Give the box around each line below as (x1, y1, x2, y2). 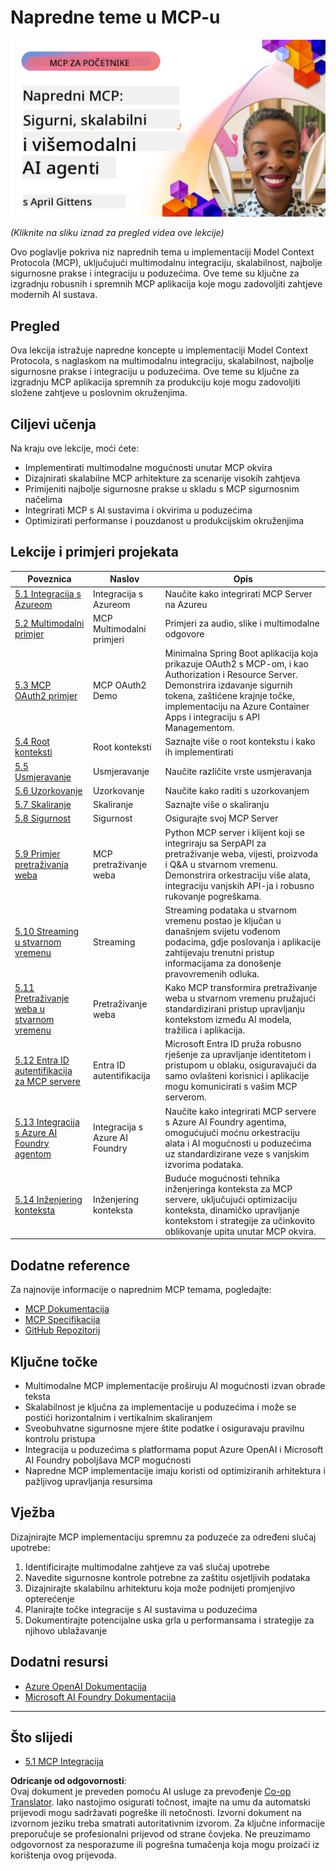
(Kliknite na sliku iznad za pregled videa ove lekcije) (10, 227, 225, 239)
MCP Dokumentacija (24, 1303, 110, 1315)
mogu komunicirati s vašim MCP (164, 1081, 298, 1093)
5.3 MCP (14, 679, 52, 691)
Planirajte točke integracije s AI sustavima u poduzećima (24, 1603, 258, 1615)
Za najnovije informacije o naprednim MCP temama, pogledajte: (10, 1284, 272, 1296)
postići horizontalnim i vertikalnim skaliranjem (24, 1412, 213, 1423)
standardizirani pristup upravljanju (164, 1003, 306, 1015)
